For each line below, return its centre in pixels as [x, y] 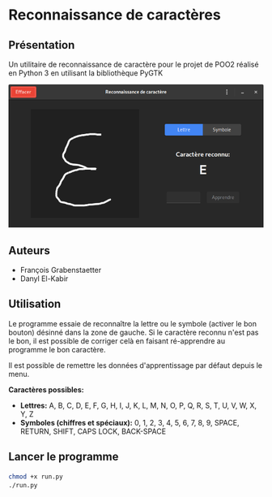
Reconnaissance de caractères [115, 15]
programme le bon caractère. [57, 349]
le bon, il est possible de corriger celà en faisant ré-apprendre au [117, 341]
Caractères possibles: [46, 389]
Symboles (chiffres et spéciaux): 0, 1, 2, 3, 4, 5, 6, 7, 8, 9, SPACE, [130, 422]
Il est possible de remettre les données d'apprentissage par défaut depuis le [136, 365]
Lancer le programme [64, 457]
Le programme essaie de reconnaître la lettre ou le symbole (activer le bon [133, 323]
